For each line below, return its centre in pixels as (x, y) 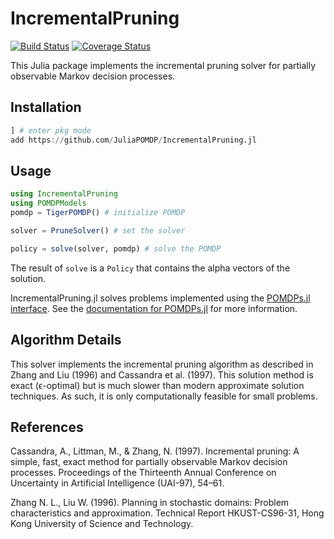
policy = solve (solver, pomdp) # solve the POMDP (116, 248)
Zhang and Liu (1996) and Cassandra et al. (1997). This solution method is (162, 374)
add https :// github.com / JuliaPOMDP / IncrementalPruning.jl (133, 140)
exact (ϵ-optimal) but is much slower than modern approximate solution (157, 385)
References (47, 427)
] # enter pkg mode (51, 130)
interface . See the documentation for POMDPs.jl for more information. (154, 308)
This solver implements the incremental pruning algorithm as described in (162, 364)
